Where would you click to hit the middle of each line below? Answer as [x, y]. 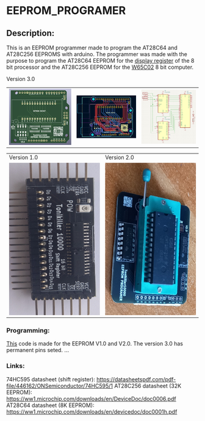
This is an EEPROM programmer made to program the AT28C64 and [92, 48]
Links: [16, 366]
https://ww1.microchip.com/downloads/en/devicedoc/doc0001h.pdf [92, 411]
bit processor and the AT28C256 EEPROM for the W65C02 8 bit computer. [100, 67]
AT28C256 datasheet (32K [148, 386]
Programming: [28, 331]
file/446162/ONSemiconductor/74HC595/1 [59, 386]
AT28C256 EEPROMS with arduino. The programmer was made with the [97, 54]
